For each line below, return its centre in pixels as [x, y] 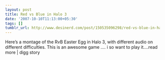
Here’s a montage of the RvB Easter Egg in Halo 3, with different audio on [79, 42]
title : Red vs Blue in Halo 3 [36, 14]
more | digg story [23, 53]
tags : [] [14, 23]
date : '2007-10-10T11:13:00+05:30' [41, 19]
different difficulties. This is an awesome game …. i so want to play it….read [82, 47]
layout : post [18, 10]
